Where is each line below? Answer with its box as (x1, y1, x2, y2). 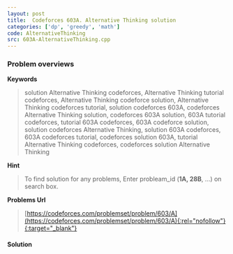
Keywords (7, 75, 38, 84)
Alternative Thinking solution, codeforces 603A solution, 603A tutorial (24, 111, 225, 119)
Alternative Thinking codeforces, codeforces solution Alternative (24, 140, 211, 149)
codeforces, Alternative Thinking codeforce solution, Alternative (24, 96, 209, 105)
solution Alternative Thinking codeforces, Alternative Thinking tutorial (24, 89, 225, 97)
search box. (24, 182, 59, 190)
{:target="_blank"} (24, 224, 77, 232)
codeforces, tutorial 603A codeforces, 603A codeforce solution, (24, 118, 209, 126)
